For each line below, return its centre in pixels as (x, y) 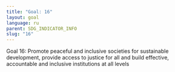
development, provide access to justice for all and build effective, (88, 58)
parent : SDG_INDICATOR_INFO (42, 28)
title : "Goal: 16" (29, 12)
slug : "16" (20, 34)
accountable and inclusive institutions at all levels (68, 64)
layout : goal (23, 17)
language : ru (23, 23)
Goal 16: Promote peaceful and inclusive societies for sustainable (87, 51)
